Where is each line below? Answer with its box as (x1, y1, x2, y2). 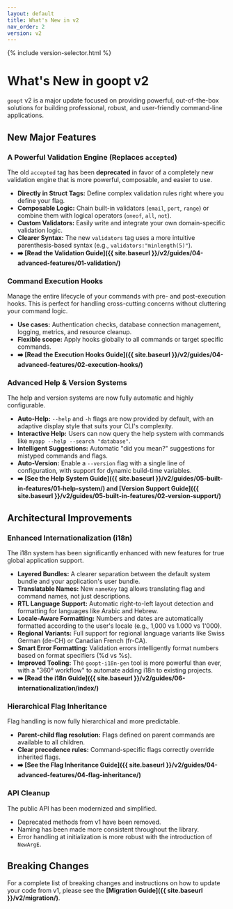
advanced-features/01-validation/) (17, 259, 121, 267)
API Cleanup (7, 788, 50, 798)
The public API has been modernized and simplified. (7, 804, 157, 813)
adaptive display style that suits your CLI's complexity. (17, 422, 174, 430)
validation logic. (17, 226, 63, 234)
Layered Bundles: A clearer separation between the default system (17, 570, 211, 578)
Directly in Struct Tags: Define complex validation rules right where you (17, 189, 225, 197)
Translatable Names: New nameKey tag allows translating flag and (17, 585, 205, 593)
